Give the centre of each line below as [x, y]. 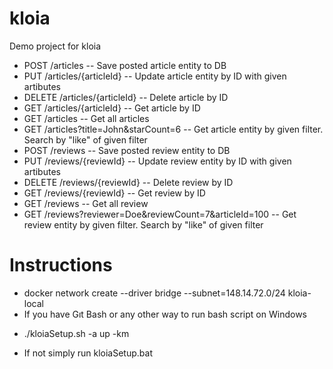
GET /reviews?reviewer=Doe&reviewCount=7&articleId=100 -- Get [160, 214]
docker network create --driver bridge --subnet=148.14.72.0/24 [154, 293]
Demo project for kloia [55, 46]
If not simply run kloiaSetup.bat [88, 353]
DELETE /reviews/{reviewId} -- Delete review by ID [128, 182]
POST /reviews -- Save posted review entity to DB [127, 150]
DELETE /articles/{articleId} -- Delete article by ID [126, 97]
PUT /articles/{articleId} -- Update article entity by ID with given [155, 76]
